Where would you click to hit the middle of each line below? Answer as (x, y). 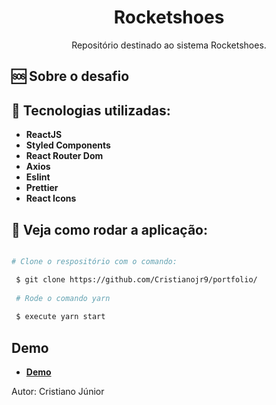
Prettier (42, 188)
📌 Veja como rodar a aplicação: (110, 229)
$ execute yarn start (60, 317)
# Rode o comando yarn (63, 298)
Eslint (38, 177)
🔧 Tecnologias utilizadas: (91, 110)
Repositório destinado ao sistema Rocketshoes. (169, 45)
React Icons (51, 198)
